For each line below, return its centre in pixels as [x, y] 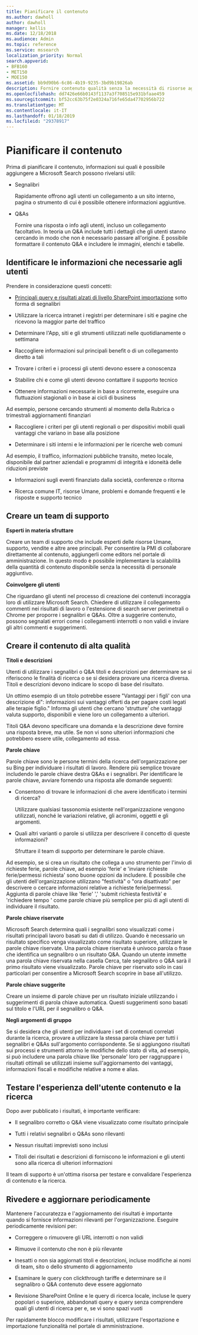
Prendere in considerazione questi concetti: [59, 286]
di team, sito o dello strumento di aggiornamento [74, 1267]
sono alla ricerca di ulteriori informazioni [64, 1163]
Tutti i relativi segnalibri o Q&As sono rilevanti [70, 1134]
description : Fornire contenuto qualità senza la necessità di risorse [96, 89]
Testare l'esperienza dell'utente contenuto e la [94, 1087]
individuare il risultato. [33, 906]
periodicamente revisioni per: [42, 1226]
